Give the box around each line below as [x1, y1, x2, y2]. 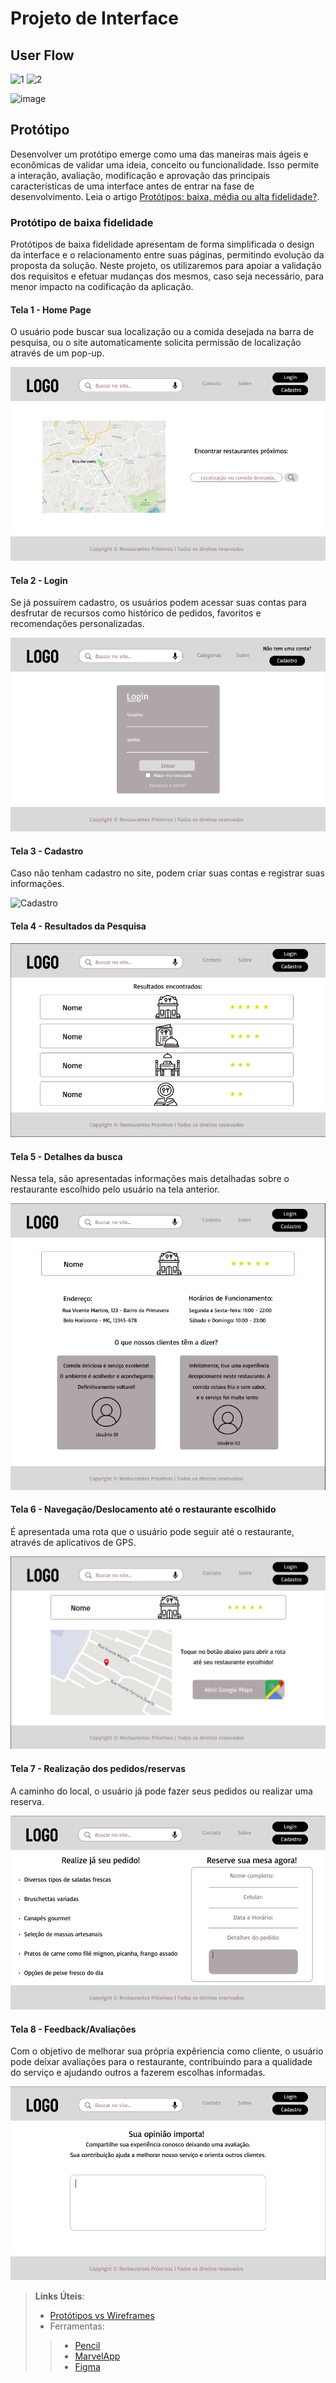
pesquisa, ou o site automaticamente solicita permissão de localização [10, 337, 302, 349]
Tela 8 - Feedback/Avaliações [10, 2023, 137, 2035]
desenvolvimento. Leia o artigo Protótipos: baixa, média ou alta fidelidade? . [10, 190, 320, 202]
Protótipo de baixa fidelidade [10, 215, 154, 229]
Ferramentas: [49, 2320, 105, 2332]
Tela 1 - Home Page [10, 303, 92, 316]
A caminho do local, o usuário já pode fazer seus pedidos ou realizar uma [10, 1785, 313, 1797]
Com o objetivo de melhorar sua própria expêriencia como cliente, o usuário [10, 2045, 324, 2057]
